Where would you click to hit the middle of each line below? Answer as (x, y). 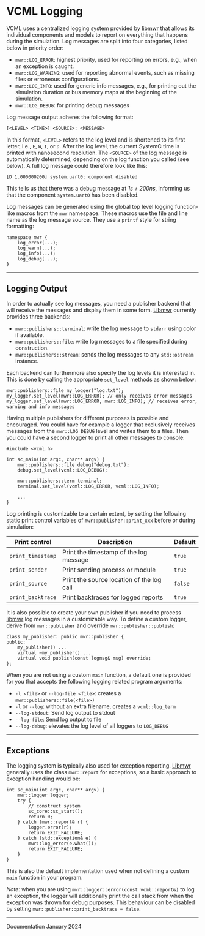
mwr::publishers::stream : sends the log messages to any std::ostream (104, 354)
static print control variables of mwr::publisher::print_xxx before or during (101, 520)
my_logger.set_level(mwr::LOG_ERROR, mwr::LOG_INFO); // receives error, (102, 401)
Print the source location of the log (112, 579)
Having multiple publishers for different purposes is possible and (88, 418)
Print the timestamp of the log (105, 552)
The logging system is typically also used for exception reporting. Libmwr (99, 765)
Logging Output (37, 289)
